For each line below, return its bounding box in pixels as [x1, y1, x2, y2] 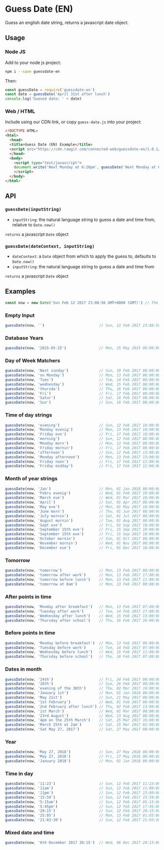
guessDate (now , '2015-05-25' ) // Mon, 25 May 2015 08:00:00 [5, 346, 161, 350]
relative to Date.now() [12, 221, 56, 228]
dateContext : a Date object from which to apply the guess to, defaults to [12, 253, 156, 259]
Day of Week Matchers [5, 357, 61, 364]
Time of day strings [5, 412, 52, 418]
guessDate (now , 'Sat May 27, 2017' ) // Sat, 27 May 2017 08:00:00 [5, 727, 161, 732]
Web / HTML [5, 108, 35, 115]
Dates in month [5, 666, 42, 673]
